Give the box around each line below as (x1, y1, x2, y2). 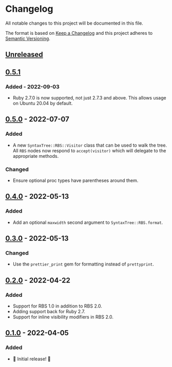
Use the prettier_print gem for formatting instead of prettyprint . (12, 261, 154, 267)
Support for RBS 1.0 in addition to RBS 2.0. (12, 303, 103, 309)
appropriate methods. (12, 153, 59, 159)
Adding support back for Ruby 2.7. (12, 309, 86, 315)
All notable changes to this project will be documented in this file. (5, 20, 144, 26)
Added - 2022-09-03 (5, 83, 60, 90)
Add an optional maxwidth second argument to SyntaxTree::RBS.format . (12, 219, 163, 226)
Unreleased (5, 50, 44, 59)
